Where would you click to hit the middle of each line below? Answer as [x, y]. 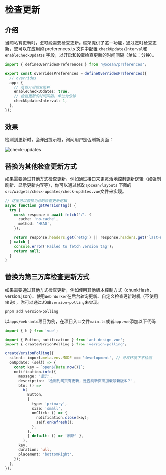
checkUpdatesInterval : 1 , [41, 101]
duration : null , [35, 450]
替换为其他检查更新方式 [41, 166]
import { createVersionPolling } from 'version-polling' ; [66, 345]
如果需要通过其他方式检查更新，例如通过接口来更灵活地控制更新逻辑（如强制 [83, 179]
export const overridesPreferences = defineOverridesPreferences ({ [76, 73]
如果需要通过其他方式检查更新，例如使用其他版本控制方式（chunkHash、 [80, 290]
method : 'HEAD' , [35, 224]
